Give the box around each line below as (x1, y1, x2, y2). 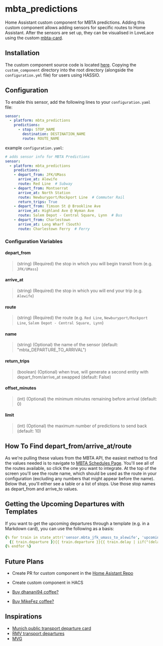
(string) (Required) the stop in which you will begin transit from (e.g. (16, 260, 153, 266)
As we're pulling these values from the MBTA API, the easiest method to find (5, 455, 158, 461)
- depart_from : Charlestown (14, 217, 70, 223)
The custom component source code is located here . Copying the (5, 62, 137, 67)
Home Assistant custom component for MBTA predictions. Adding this (5, 19, 145, 25)
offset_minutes (5, 385, 36, 391)
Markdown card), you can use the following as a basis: (5, 525, 114, 532)
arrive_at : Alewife (17, 177, 57, 182)
